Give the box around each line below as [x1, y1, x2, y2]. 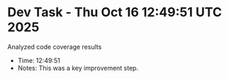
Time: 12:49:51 [17, 56, 60, 64]
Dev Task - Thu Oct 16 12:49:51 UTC [7, 4, 222, 20]
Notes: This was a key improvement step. [17, 63, 139, 72]
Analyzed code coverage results [7, 42, 102, 51]
